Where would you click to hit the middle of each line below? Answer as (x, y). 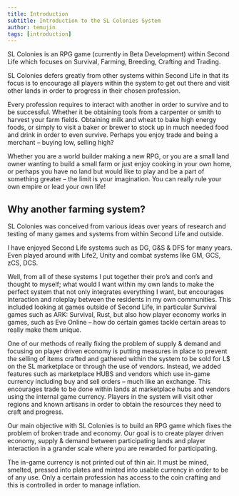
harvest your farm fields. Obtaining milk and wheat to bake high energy (112, 120)
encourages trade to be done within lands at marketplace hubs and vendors (119, 389)
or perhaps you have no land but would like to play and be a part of (106, 171)
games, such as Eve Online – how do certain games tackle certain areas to (117, 323)
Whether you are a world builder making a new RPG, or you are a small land (118, 156)
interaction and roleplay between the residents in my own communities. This (119, 300)
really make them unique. (45, 330)
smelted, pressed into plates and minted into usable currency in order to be (118, 470)
